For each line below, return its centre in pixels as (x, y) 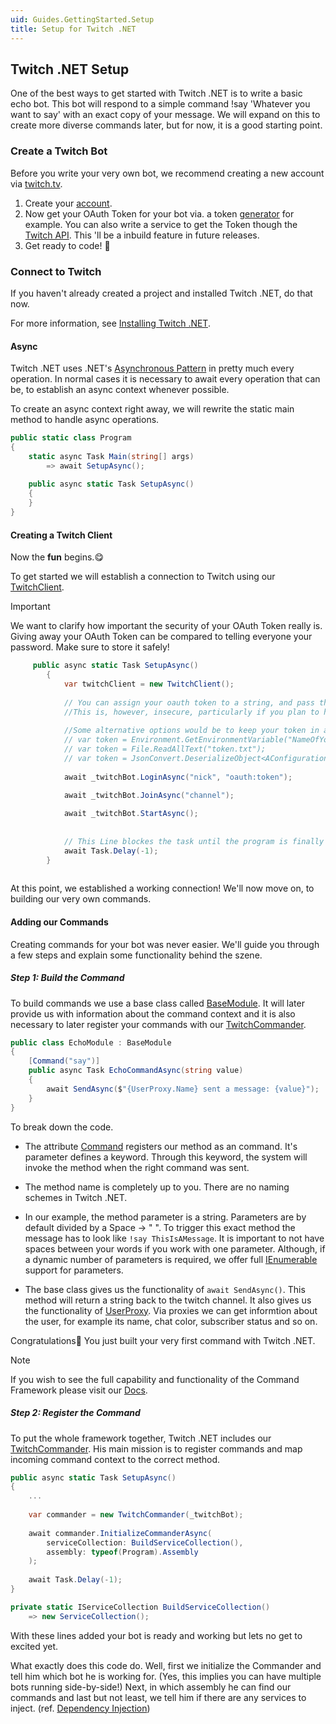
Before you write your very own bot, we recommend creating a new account (167, 173)
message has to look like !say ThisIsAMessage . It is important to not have (174, 1238)
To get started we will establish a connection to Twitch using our (143, 577)
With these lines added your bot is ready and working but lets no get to (156, 1635)
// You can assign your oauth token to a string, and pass (189, 702)
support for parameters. (74, 1270)
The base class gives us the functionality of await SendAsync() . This (165, 1289)
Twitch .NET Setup (70, 69)
